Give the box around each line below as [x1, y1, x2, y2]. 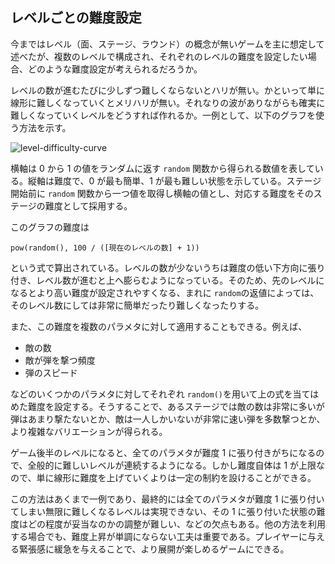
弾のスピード [24, 366, 78, 378]
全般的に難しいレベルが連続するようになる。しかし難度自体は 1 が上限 [27, 459, 317, 471]
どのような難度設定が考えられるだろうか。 [27, 63, 203, 75]
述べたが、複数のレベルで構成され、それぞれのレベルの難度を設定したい [10, 50, 308, 62]
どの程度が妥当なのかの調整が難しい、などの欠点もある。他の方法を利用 [27, 518, 326, 530]
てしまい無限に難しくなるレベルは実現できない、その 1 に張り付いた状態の [10, 505, 317, 517]
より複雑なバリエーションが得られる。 [10, 425, 168, 437]
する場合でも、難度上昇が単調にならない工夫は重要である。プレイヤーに [10, 530, 308, 542]
